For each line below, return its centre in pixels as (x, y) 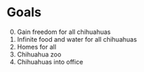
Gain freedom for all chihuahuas (64, 32)
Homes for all (37, 47)
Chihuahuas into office (50, 61)
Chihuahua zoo (39, 54)
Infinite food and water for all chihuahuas (77, 39)
